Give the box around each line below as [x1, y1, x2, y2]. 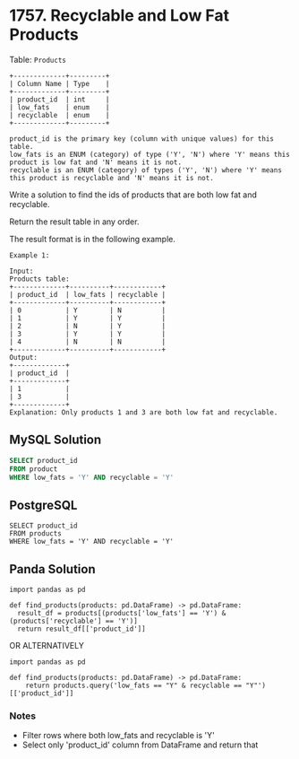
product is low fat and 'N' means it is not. [9, 158, 182, 167]
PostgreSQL [9, 497, 78, 512]
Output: [9, 353, 38, 362]
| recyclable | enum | [9, 110, 110, 119]
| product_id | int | [9, 95, 110, 104]
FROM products [9, 529, 63, 538]
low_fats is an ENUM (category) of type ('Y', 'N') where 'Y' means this [9, 150, 291, 159]
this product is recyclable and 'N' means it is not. [9, 173, 215, 182]
